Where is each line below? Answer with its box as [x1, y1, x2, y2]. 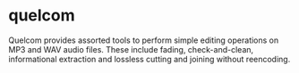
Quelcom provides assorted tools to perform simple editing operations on [8, 35, 279, 45]
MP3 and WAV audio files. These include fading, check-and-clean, [8, 44, 254, 54]
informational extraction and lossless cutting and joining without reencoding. [8, 53, 291, 64]
